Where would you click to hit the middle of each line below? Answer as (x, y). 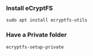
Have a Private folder (37, 35)
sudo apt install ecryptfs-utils (47, 20)
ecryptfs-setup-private (35, 47)
